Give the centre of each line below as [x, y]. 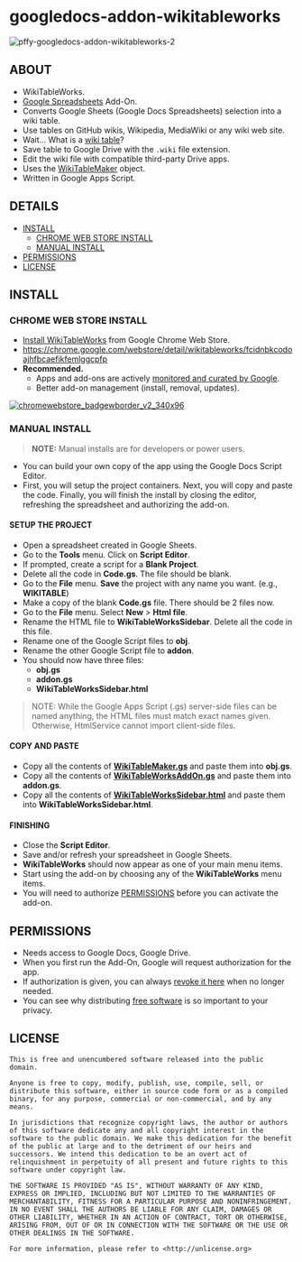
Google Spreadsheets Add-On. [80, 101]
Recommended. [53, 369]
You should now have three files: [83, 659]
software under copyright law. [68, 1170]
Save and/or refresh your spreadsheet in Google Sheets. [127, 855]
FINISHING [30, 825]
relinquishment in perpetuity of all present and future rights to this [149, 1162]
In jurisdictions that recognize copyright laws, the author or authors [149, 1122]
